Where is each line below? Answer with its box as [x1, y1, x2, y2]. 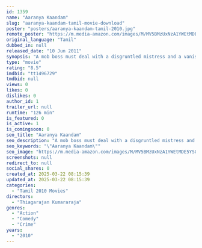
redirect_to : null [6, 160, 52, 166]
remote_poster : [6, 31, 44, 37]
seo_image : [6, 149, 34, 155]
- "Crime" [11, 222, 36, 228]
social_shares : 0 [6, 166, 50, 172]
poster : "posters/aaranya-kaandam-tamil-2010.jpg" [6, 25, 136, 32]
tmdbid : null [6, 76, 39, 82]
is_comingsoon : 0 [6, 126, 50, 132]
